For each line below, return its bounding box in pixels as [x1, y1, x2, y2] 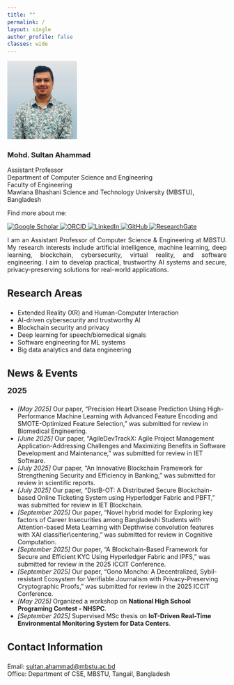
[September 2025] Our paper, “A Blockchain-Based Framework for [17, 545, 208, 553]
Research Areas [7, 287, 83, 299]
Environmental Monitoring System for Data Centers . [17, 620, 171, 628]
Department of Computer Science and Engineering [7, 173, 153, 182]
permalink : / [7, 18, 45, 26]
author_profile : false [7, 33, 73, 40]
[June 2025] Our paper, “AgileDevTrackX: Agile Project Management [17, 434, 214, 443]
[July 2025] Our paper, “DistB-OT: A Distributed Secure [17, 486, 176, 494]
